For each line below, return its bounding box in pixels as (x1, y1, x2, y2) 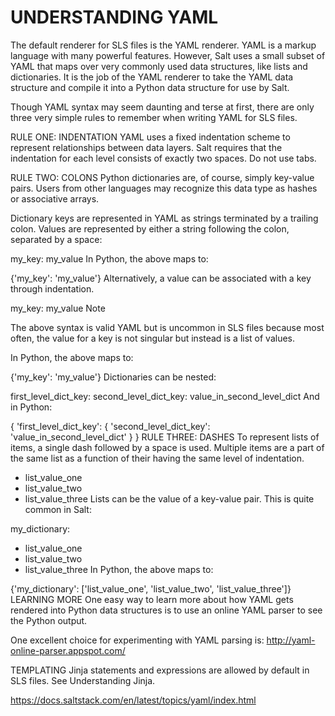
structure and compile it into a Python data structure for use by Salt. (10, 81, 290, 93)
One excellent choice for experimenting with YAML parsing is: (10, 634, 265, 646)
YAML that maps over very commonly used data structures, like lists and (10, 60, 308, 72)
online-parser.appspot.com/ (10, 644, 126, 656)
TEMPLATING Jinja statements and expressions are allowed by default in (10, 664, 310, 676)
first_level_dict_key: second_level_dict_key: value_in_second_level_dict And (10, 390, 320, 402)
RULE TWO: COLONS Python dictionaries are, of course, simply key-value (10, 171, 315, 183)
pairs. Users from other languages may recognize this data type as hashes (10, 182, 318, 194)
